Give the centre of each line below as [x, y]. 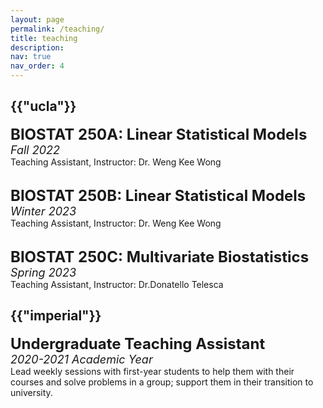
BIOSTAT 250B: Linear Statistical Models [158, 195]
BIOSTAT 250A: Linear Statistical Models [159, 134]
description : [37, 47]
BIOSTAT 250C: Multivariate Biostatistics [160, 256]
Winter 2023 [43, 211]
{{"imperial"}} [56, 316]
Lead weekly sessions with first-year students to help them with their [152, 371]
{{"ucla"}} [43, 106]
